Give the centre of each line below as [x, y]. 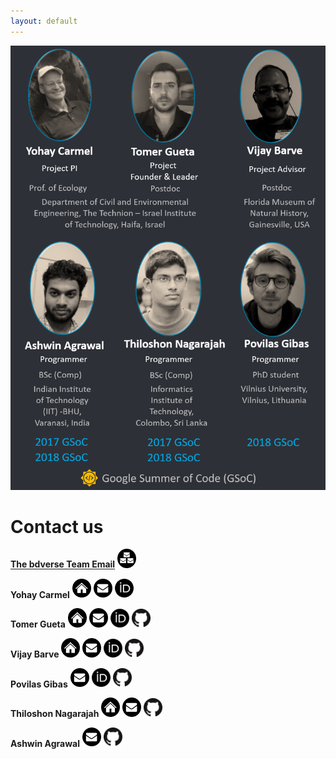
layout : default [44, 21]
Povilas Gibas [39, 684]
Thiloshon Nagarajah [55, 713]
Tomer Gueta [38, 624]
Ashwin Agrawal [45, 743]
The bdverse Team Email [63, 564]
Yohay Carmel [40, 594]
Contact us [57, 526]
